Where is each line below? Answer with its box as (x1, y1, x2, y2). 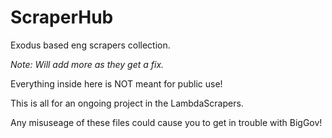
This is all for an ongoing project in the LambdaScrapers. (10, 97, 244, 109)
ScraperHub (10, 6, 114, 29)
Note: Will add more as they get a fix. (10, 58, 165, 70)
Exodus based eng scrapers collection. (10, 39, 171, 51)
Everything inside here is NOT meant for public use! (10, 77, 223, 90)
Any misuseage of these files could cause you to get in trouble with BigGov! (10, 116, 323, 128)
